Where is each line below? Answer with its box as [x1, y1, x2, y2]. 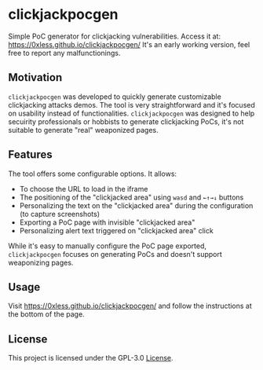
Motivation [8, 71, 63, 84]
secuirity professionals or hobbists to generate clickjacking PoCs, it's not [8, 116, 244, 126]
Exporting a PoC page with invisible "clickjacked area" [19, 218, 195, 227]
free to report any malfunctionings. [8, 48, 121, 57]
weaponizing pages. [8, 258, 74, 267]
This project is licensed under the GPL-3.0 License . [8, 354, 174, 363]
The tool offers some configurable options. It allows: [8, 169, 177, 178]
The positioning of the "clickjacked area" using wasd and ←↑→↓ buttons [19, 192, 244, 202]
